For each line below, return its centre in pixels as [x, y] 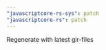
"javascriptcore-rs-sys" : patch [53, 13]
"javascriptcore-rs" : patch [47, 20]
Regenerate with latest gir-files [50, 39]
